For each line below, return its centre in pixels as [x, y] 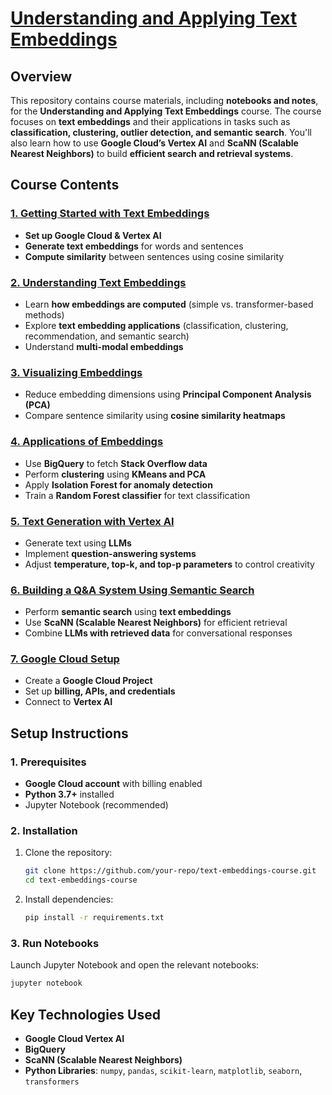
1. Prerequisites [48, 762]
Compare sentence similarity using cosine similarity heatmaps [155, 416]
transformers [52, 1082]
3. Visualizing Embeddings [76, 372]
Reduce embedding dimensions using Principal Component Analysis [168, 394]
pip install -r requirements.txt [94, 918]
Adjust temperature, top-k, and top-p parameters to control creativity [169, 564]
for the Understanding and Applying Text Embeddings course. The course [166, 111]
